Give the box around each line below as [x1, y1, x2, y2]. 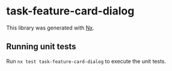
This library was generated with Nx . [6, 24, 94, 31]
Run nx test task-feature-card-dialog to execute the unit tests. [6, 57, 167, 64]
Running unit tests [6, 42, 76, 52]
